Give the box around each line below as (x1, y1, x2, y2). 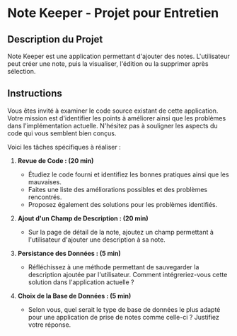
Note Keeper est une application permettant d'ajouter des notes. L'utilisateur (7, 52, 230, 60)
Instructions (7, 87, 62, 100)
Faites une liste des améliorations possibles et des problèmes (28, 185, 207, 194)
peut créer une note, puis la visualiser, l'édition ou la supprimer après (7, 60, 209, 68)
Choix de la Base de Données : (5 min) (17, 291, 132, 300)
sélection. (7, 67, 36, 75)
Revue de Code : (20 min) (17, 156, 94, 164)
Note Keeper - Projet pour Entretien (7, 5, 219, 21)
